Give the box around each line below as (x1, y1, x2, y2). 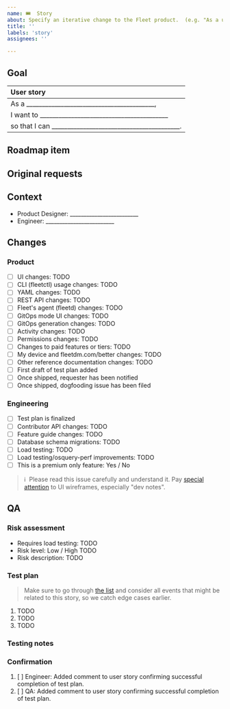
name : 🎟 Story (7, 10, 53, 17)
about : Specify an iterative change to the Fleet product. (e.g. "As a (7, 16, 219, 23)
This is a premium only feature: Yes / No (16, 461, 130, 469)
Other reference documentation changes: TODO (16, 358, 153, 366)
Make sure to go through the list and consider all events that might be (23, 586, 220, 594)
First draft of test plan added (16, 365, 98, 374)
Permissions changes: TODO (16, 334, 99, 343)
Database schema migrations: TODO (16, 437, 120, 446)
